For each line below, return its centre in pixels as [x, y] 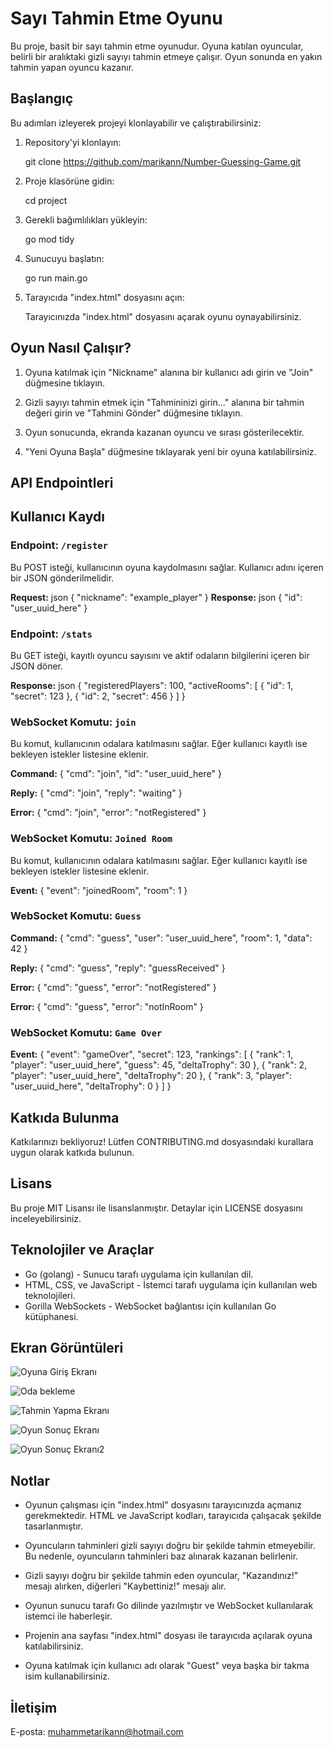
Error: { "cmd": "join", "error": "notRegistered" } [108, 813]
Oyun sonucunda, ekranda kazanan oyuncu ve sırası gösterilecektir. [164, 432]
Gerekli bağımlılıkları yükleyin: [86, 219]
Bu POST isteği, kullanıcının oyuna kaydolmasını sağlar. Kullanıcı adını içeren [167, 567]
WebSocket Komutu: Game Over [86, 1032]
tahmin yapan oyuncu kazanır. [72, 67]
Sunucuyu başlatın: [64, 258]
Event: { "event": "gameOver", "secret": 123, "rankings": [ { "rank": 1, [152, 1054]
